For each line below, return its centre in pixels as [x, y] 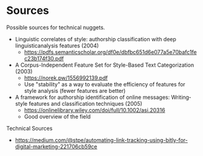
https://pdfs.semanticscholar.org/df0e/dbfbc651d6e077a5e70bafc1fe [110, 52]
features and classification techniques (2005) [85, 103]
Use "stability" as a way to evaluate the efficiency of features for [105, 84]
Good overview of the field [57, 117]
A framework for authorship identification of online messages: [92, 97]
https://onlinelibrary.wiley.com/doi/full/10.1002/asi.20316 [95, 110]
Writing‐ [181, 97]
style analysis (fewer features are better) [75, 90]
